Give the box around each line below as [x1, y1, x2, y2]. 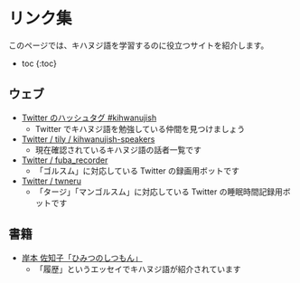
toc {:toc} [21, 58, 58, 69]
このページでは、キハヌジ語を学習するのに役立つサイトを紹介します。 [8, 40, 269, 51]
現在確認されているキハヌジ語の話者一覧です [34, 144, 202, 155]
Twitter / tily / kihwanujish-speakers [21, 133, 155, 145]
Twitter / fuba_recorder [21, 155, 108, 165]
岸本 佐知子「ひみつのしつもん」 [21, 252, 143, 263]
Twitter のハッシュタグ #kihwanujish [21, 112, 157, 123]
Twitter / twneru [21, 175, 82, 186]
